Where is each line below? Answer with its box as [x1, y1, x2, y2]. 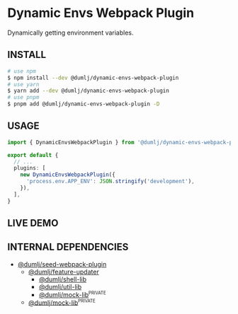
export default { [7, 151, 59, 158]
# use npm [7, 67, 37, 75]
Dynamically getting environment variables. [7, 28, 134, 37]
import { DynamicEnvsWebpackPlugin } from [7, 139, 135, 146]
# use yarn [7, 81, 40, 88]
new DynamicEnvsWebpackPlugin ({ [20, 171, 115, 178]
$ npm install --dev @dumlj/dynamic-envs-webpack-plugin [7, 74, 179, 81]
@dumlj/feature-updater [28, 267, 99, 276]
